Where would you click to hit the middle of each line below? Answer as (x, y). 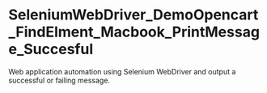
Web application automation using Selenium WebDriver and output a (122, 71)
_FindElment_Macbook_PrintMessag (134, 32)
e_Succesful (51, 49)
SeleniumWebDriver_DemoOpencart (133, 15)
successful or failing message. (59, 80)
